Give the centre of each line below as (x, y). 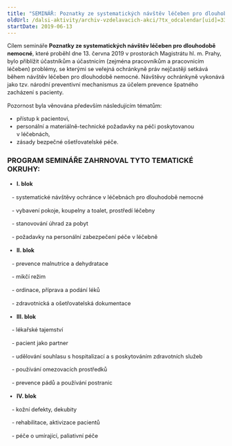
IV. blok (26, 396)
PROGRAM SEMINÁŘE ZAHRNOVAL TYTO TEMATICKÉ (100, 160)
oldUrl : (18, 20)
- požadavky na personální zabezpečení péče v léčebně (85, 237)
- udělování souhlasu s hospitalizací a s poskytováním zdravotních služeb (107, 356)
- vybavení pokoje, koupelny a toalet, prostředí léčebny (83, 210)
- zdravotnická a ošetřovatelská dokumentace (71, 303)
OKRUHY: (23, 168)
